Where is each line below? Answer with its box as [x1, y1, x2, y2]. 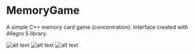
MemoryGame [6, 4, 80, 17]
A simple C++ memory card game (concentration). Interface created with [6, 23, 189, 31]
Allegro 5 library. [6, 29, 48, 37]
